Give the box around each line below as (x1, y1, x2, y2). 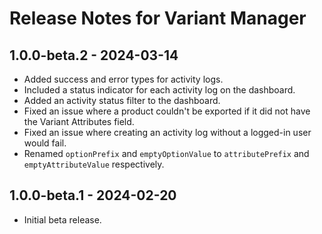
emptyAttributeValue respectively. (23, 158, 165, 170)
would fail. (23, 137, 67, 149)
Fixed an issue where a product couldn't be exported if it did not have (23, 105, 311, 117)
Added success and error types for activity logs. (23, 73, 224, 85)
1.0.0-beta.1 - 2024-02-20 (9, 187, 177, 204)
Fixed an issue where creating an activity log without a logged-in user (23, 127, 312, 138)
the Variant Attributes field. (23, 116, 135, 127)
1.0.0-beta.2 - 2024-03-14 (9, 47, 179, 64)
